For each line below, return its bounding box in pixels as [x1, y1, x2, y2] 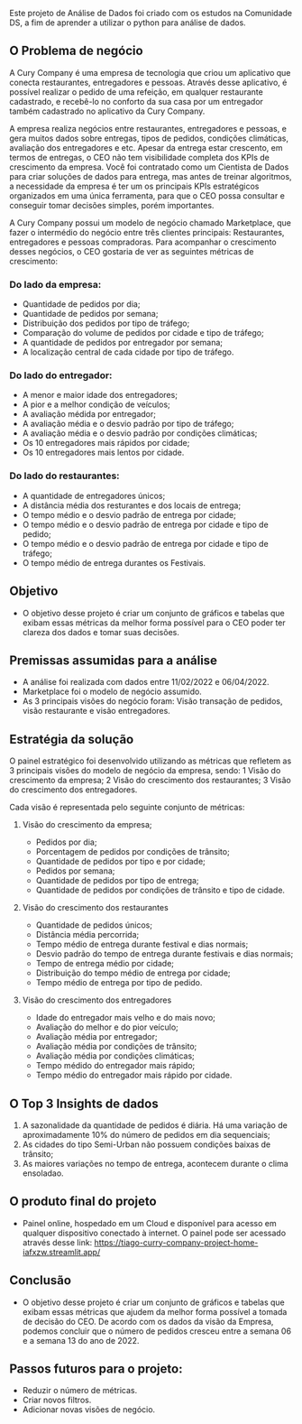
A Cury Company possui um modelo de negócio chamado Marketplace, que [9, 217, 291, 228]
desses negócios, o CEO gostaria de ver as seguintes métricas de [9, 245, 254, 256]
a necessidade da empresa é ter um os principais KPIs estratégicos [9, 180, 260, 191]
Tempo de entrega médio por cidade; [35, 958, 174, 969]
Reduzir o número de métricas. [22, 1385, 138, 1396]
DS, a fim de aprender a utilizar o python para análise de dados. [9, 17, 246, 28]
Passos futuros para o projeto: [9, 1361, 183, 1376]
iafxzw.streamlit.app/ [22, 1246, 101, 1257]
